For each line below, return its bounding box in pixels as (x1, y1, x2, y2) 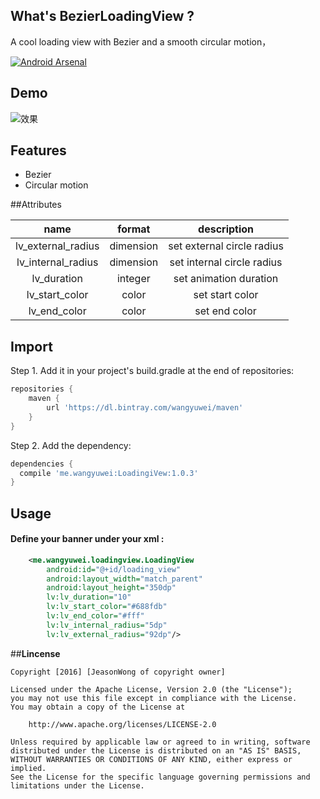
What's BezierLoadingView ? (10, 8, 195, 25)
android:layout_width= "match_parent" (46, 574, 203, 584)
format (117, 222, 151, 236)
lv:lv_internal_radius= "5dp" (46, 620, 168, 630)
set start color (193, 288, 259, 302)
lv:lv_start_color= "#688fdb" (46, 602, 168, 612)
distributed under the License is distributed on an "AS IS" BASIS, (10, 745, 302, 756)
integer (116, 272, 151, 286)
